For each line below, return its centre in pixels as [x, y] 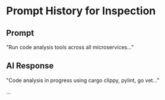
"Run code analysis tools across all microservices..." [70, 47]
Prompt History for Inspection [81, 11]
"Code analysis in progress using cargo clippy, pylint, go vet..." [83, 80]
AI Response [30, 66]
